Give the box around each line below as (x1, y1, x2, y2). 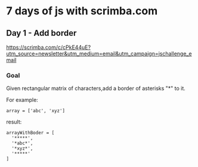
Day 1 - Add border (6, 28, 77, 38)
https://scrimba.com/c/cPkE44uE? (6, 44, 91, 51)
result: (6, 118, 22, 126)
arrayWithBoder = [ (6, 130, 55, 136)
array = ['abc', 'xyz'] (6, 108, 66, 114)
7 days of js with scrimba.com (6, 4, 158, 18)
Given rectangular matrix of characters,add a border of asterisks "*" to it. (6, 85, 186, 92)
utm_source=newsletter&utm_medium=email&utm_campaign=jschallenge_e (6, 50, 192, 57)
